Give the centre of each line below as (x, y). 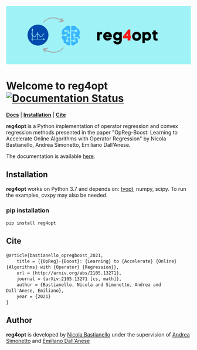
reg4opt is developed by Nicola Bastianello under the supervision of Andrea (98, 334)
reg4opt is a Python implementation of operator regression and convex (92, 126)
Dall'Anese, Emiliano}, (35, 291)
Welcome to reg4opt (57, 86)
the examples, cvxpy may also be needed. (57, 195)
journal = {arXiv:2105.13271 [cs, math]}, (69, 279)
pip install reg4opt (31, 223)
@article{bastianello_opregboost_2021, (55, 255)
